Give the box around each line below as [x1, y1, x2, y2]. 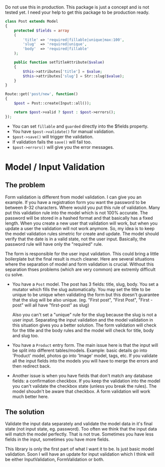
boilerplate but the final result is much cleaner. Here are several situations [5, 256, 155, 262]
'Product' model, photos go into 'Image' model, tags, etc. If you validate [12, 352, 158, 359]
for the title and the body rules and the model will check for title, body [12, 327, 154, 333]
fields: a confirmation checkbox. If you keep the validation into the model [12, 378, 161, 384]
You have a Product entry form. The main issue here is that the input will [12, 342, 159, 348]
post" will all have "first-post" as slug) [12, 302, 90, 308]
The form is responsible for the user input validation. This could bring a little [5, 251, 159, 257]
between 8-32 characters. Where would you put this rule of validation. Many [5, 204, 160, 210]
